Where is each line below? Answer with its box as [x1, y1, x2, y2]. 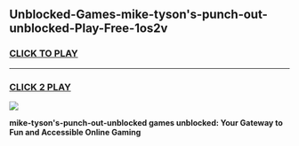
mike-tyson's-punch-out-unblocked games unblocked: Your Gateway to [9, 117, 283, 127]
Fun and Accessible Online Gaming [9, 127, 141, 137]
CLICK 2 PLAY [9, 81, 71, 93]
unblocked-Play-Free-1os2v [9, 21, 168, 36]
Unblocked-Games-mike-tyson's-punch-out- [9, 7, 269, 22]
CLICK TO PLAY [9, 48, 78, 60]
